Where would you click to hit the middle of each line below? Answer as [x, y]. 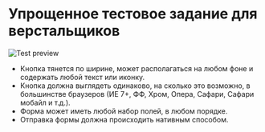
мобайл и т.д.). [45, 102]
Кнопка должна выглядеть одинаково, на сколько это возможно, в [135, 86]
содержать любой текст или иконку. [82, 77]
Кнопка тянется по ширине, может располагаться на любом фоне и [137, 68]
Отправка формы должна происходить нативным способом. [124, 119]
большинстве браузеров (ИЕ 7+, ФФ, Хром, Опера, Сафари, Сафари [137, 94]
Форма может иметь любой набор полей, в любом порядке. [124, 111]
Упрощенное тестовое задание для [133, 14]
